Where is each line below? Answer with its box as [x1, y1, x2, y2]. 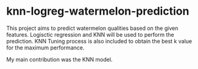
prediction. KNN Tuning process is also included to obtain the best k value [6, 37, 193, 45]
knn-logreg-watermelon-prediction [6, 4, 189, 18]
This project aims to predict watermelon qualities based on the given [6, 24, 179, 32]
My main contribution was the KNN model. [6, 56, 113, 63]
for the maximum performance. [6, 44, 85, 51]
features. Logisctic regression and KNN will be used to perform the [6, 31, 175, 38]
